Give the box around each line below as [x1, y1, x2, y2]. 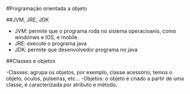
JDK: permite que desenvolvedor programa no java [14, 46, 138, 53]
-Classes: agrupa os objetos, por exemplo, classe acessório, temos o [6, 69, 172, 75]
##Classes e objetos [6, 58, 56, 64]
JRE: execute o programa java [14, 40, 87, 47]
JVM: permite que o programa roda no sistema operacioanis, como [14, 27, 177, 34]
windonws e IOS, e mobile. [14, 34, 79, 40]
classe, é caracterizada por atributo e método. [6, 81, 118, 88]
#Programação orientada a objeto [6, 5, 88, 12]
